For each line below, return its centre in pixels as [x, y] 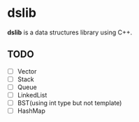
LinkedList [32, 95]
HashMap [31, 111]
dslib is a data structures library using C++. [70, 32]
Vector [27, 71]
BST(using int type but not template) [69, 103]
